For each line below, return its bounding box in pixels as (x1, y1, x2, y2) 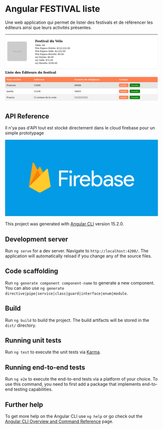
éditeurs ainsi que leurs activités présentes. (5, 24, 92, 30)
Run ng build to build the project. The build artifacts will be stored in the (5, 317, 149, 323)
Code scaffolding (5, 267, 58, 275)
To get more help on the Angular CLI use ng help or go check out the (5, 413, 143, 419)
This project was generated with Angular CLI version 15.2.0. (5, 221, 124, 227)
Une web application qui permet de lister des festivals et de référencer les (5, 19, 153, 25)
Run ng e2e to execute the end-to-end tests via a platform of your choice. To (5, 376, 158, 382)
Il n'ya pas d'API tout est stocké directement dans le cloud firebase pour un (5, 125, 155, 131)
